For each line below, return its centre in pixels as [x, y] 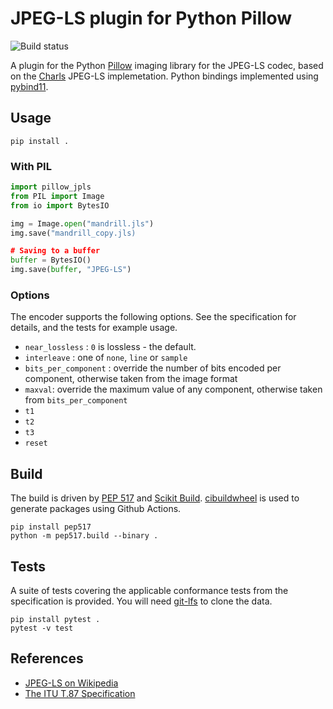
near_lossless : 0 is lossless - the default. [110, 347]
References [47, 658]
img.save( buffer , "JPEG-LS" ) [71, 270]
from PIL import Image [57, 196]
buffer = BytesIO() [51, 260]
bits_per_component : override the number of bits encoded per [153, 368]
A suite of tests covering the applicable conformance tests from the [149, 590]
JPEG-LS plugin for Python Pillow [151, 18]
